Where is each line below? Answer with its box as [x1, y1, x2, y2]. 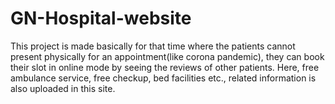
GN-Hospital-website [10, 7, 192, 30]
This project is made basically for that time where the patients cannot [10, 40, 296, 52]
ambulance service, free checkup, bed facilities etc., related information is [10, 72, 317, 84]
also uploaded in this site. [10, 82, 116, 94]
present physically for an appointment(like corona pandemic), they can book [10, 50, 325, 62]
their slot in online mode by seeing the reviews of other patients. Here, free [10, 61, 320, 73]
